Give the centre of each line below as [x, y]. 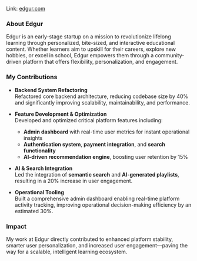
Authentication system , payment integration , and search [94, 144]
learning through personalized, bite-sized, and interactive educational [91, 43]
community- [170, 56]
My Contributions [32, 77]
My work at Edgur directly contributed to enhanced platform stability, [90, 239]
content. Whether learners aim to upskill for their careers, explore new [91, 49]
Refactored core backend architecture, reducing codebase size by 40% [101, 96]
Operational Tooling [39, 192]
